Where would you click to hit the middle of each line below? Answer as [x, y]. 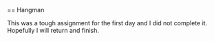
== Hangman [26, 10]
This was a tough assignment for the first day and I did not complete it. [107, 23]
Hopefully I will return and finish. [53, 30]
